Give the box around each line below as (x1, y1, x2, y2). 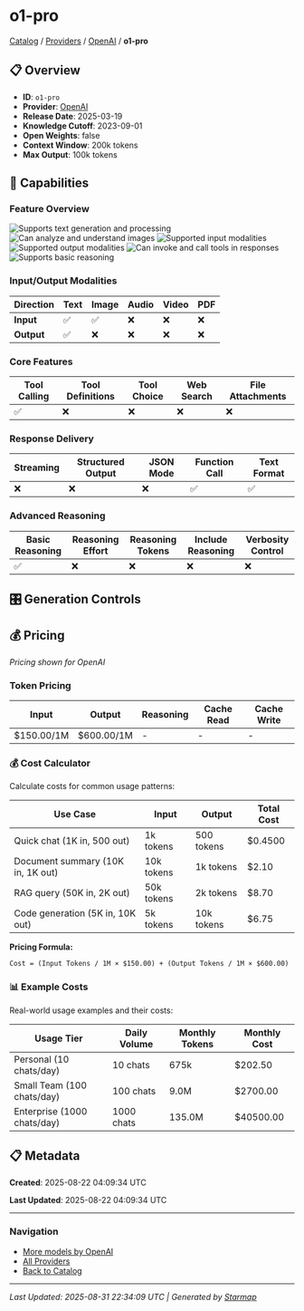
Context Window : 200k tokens (22, 140, 138, 150)
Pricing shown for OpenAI (9, 656, 106, 667)
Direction (14, 298, 54, 311)
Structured (76, 456, 125, 468)
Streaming (14, 461, 61, 474)
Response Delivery (9, 432, 95, 445)
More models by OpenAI (22, 1246, 114, 1257)
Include (194, 533, 228, 545)
